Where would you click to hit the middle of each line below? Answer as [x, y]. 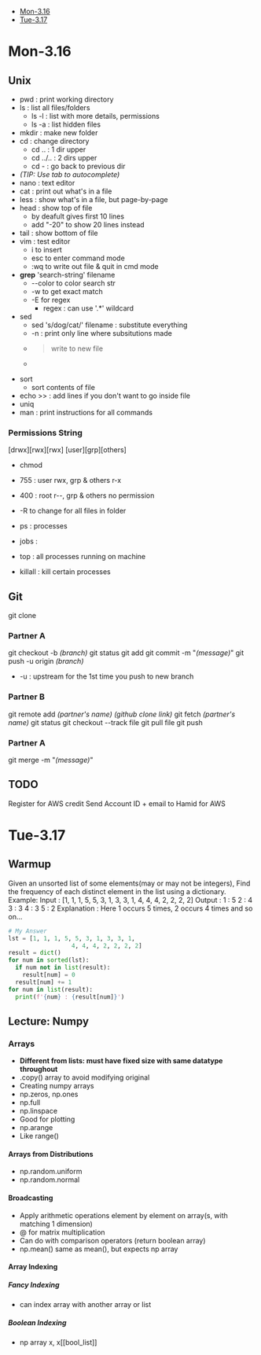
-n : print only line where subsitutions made [102, 333]
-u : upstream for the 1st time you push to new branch [107, 676]
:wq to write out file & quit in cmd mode [95, 266]
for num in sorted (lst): [49, 960]
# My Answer [28, 931]
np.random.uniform [51, 1172]
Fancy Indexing [34, 1284]
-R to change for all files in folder [73, 511]
